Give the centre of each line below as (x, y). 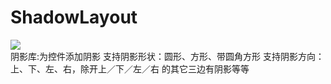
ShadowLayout (74, 17)
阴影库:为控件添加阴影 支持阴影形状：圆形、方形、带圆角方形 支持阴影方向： (167, 56)
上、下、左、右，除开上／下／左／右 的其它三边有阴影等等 (130, 68)
